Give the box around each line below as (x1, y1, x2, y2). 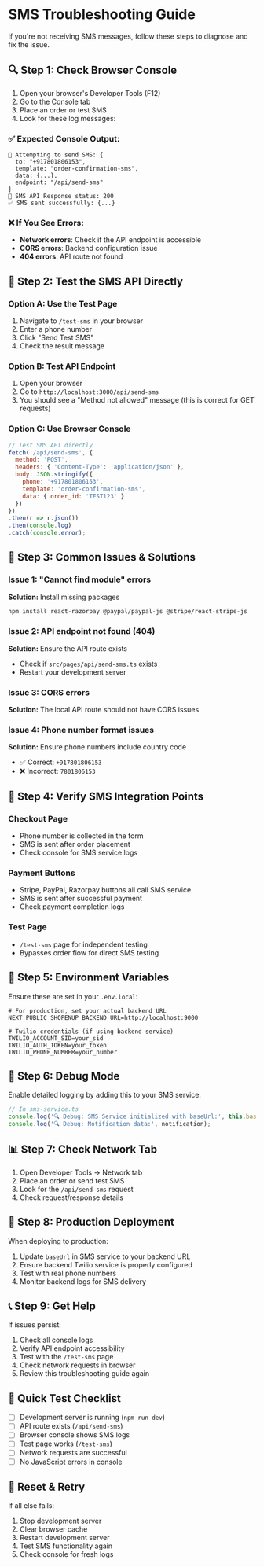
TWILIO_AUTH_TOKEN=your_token (8, 1041, 108, 1049)
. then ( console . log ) (8, 521, 72, 530)
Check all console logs (19, 1335, 93, 1345)
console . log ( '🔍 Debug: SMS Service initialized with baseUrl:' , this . (8, 1113, 247, 1121)
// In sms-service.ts (8, 1105, 79, 1113)
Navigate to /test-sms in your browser (19, 316, 144, 326)
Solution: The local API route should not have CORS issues (8, 705, 200, 715)
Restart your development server (19, 667, 127, 677)
